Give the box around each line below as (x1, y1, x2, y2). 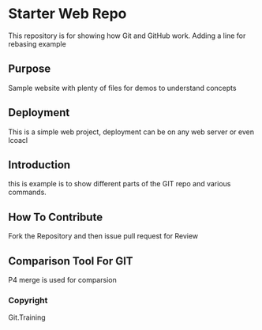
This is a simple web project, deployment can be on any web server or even (8, 127, 255, 137)
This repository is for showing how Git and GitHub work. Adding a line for (8, 31, 246, 40)
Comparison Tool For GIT (8, 254, 133, 268)
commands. (8, 187, 47, 197)
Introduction (8, 158, 71, 171)
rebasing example (8, 39, 67, 48)
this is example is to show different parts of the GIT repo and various (8, 179, 231, 189)
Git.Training (8, 313, 46, 322)
